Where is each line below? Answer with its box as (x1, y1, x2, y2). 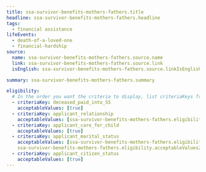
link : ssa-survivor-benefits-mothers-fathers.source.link (12, 60, 164, 66)
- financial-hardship (12, 43, 67, 50)
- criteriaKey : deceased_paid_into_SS (12, 99, 112, 106)
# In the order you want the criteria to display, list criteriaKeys (12, 94, 193, 100)
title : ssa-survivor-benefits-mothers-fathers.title (6, 9, 144, 15)
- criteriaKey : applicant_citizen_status (12, 151, 120, 157)
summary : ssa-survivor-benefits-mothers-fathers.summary (6, 77, 155, 83)
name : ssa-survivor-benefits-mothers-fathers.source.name (12, 54, 164, 61)
